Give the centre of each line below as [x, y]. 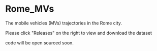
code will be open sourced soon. [39, 43]
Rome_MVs [30, 9]
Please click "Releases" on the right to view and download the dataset [79, 33]
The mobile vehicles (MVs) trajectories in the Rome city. [64, 23]
